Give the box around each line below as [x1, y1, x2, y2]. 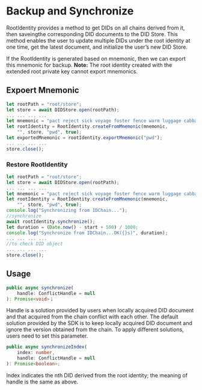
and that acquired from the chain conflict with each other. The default [6, 313, 179, 320]
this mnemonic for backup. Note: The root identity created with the [6, 61, 173, 69]
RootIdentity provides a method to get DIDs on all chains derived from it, [6, 24, 185, 31]
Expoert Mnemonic [6, 85, 79, 96]
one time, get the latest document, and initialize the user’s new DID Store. [6, 43, 188, 51]
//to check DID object [6, 241, 63, 247]
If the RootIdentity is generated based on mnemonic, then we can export [6, 55, 186, 62]
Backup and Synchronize [6, 4, 134, 18]
